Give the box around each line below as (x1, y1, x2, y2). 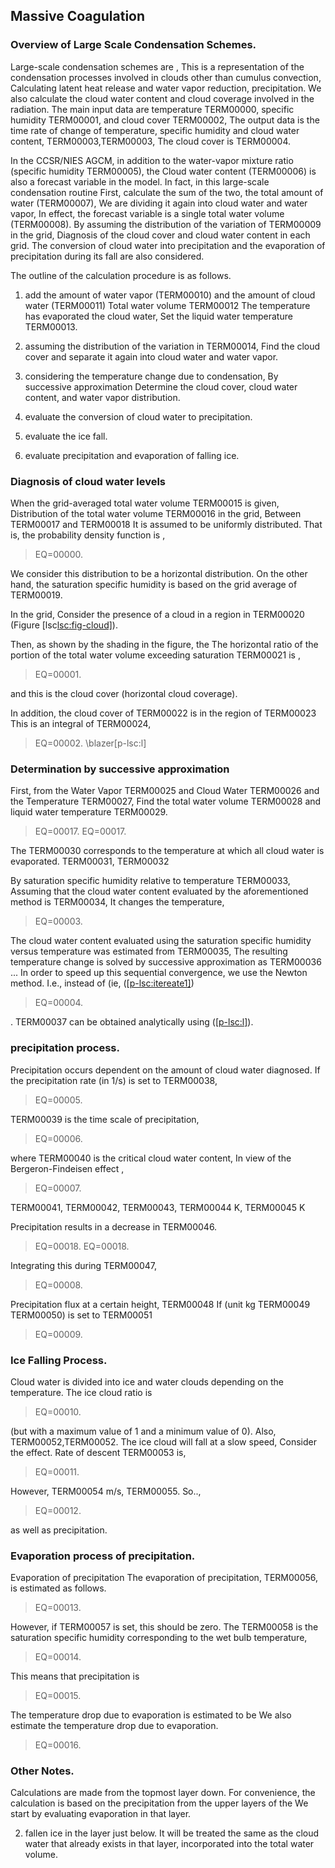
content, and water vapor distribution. (24, 391, 181, 403)
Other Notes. (10, 1764, 75, 1778)
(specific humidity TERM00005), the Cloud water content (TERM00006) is (10, 165, 317, 177)
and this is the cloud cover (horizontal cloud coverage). (10, 687, 238, 699)
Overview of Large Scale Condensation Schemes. (10, 38, 257, 52)
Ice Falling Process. (10, 1353, 108, 1367)
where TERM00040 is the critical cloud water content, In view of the (10, 1152, 292, 1164)
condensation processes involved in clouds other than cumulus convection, (10, 71, 322, 83)
